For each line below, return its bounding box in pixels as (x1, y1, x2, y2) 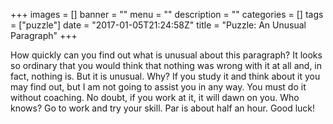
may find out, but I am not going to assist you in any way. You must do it (10, 81, 307, 93)
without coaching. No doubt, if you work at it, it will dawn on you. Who (10, 92, 300, 103)
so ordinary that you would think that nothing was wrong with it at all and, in (10, 60, 323, 71)
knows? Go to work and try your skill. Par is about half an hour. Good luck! (10, 102, 316, 114)
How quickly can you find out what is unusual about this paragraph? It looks (10, 49, 323, 61)
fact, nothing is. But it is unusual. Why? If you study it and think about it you (10, 70, 321, 82)
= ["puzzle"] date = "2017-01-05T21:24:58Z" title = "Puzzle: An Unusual (10, 19, 307, 31)
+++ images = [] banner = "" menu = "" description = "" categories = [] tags (10, 9, 324, 20)
